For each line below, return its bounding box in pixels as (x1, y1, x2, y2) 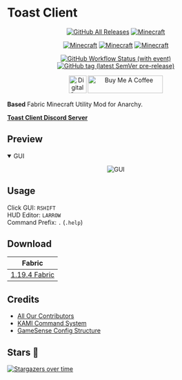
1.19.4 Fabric (10, 270, 55, 280)
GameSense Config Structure (17, 326, 101, 335)
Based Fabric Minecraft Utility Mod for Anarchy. (7, 100, 143, 108)
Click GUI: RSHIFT (7, 203, 57, 212)
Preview (7, 133, 43, 146)
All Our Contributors (17, 312, 74, 320)
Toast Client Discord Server (7, 113, 88, 121)
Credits (7, 293, 40, 305)
